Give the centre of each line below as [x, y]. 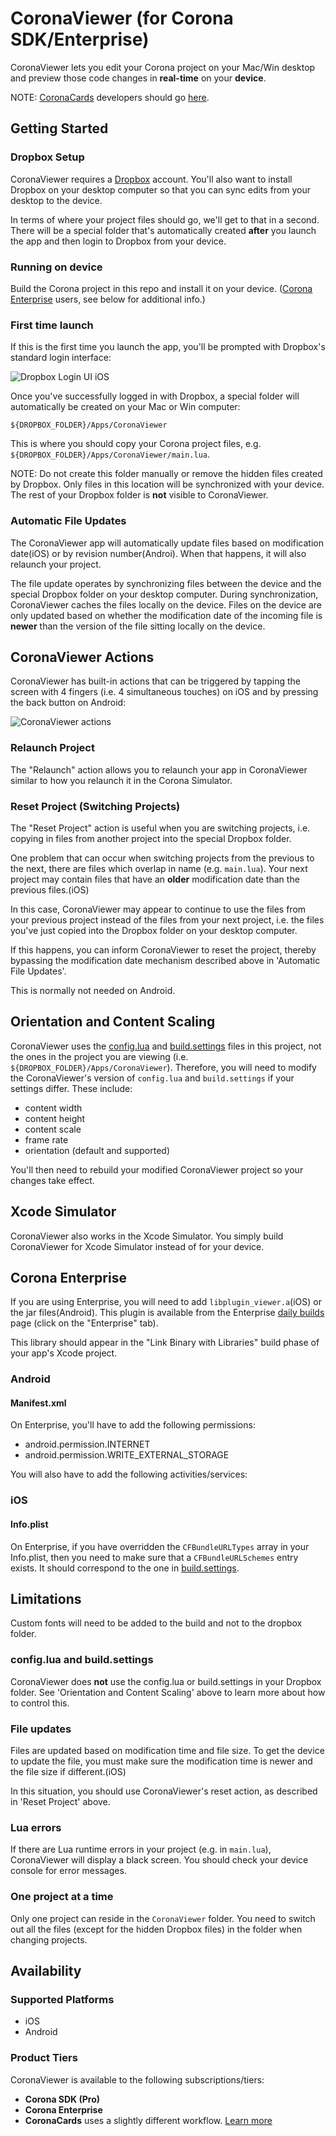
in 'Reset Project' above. [60, 1802]
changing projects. [49, 1939]
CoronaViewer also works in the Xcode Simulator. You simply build [147, 1236]
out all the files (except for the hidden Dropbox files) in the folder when [156, 1929]
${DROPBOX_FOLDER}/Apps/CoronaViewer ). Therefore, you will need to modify [163, 1067]
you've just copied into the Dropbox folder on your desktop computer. [154, 930]
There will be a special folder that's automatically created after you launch [163, 230]
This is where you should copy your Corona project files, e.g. [136, 444]
